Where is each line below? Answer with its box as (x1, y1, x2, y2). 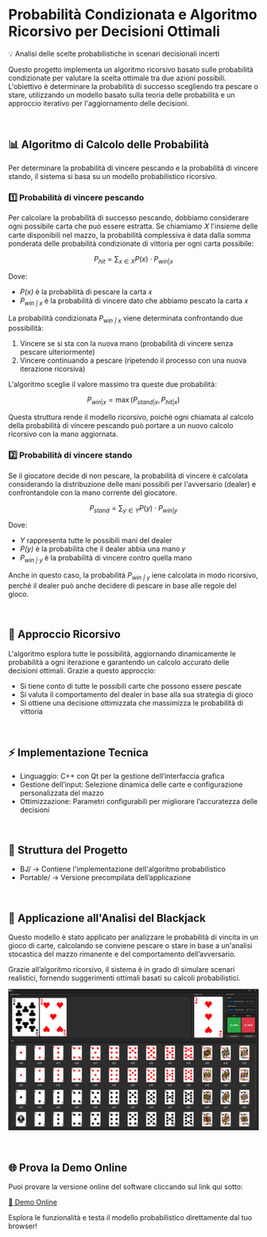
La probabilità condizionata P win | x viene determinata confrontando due (8, 313, 244, 325)
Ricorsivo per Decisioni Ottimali (8, 22, 221, 41)
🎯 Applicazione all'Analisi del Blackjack (8, 911, 207, 924)
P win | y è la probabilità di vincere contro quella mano (19, 553, 192, 565)
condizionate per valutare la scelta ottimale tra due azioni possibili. (8, 73, 226, 83)
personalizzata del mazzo (19, 788, 105, 797)
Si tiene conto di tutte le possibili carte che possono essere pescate (19, 681, 242, 690)
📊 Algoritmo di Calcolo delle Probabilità (8, 138, 209, 152)
